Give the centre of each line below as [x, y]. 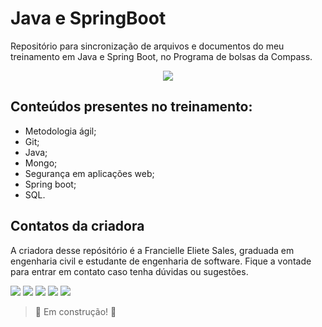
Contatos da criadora [77, 226]
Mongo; [41, 163]
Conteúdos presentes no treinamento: [131, 107]
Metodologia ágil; [60, 131]
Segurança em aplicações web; [89, 173]
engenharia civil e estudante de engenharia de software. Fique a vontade [161, 261]
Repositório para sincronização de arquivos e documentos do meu [147, 46]
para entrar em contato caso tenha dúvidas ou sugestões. [129, 271]
